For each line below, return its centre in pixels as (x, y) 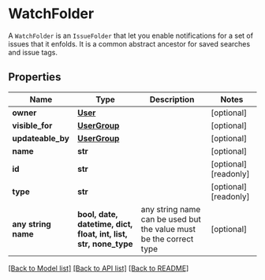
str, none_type (105, 244)
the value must (168, 229)
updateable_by (41, 138)
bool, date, (98, 214)
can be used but (171, 219)
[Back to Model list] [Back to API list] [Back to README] (99, 268)
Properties (35, 77)
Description (172, 99)
